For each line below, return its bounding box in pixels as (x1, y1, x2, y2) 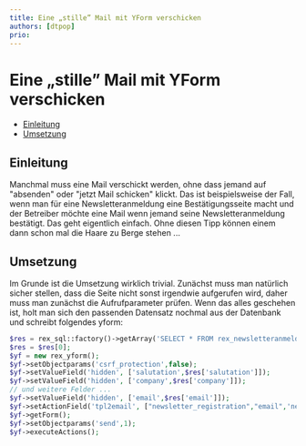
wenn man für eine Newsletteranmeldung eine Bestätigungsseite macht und (9, 198, 294, 209)
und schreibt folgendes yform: (9, 316, 124, 328)
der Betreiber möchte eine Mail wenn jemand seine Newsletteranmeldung (9, 208, 285, 219)
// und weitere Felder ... (9, 385, 112, 394)
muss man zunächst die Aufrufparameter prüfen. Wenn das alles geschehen (9, 297, 296, 308)
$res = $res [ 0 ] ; (9, 342, 71, 351)
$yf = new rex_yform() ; (9, 351, 100, 360)
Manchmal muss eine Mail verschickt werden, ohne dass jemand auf (9, 179, 267, 190)
